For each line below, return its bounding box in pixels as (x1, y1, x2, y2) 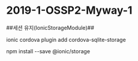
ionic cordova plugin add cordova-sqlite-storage (6, 36, 126, 43)
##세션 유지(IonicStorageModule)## (6, 24, 95, 31)
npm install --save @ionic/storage (6, 47, 91, 54)
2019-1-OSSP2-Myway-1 (6, 4, 133, 17)
